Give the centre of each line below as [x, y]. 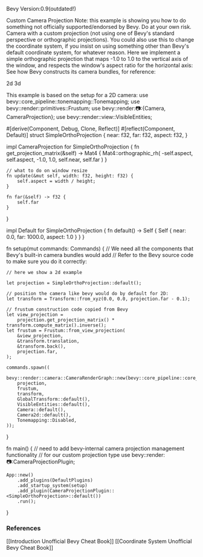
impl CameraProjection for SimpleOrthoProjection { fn [73, 147]
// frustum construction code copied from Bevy [67, 310]
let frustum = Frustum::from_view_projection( [66, 331]
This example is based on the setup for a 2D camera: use [77, 95]
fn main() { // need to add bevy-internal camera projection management [95, 448]
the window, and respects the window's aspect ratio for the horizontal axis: [100, 65]
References [24, 528]
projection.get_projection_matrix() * [66, 320]
